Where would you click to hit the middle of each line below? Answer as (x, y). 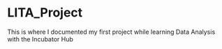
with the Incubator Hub (40, 39)
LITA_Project (45, 13)
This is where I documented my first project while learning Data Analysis (111, 32)
